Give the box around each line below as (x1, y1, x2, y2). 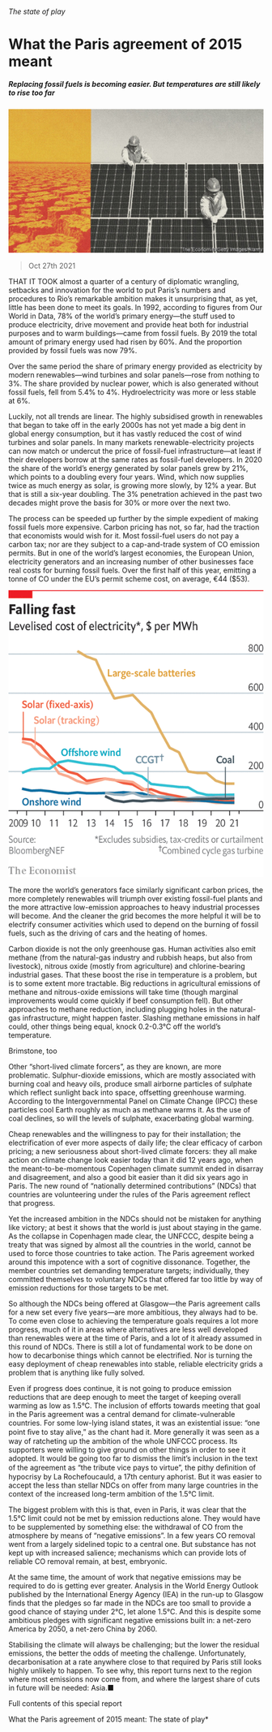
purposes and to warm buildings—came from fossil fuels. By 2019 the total (8, 329, 257, 339)
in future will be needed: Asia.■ (8, 1682, 115, 1692)
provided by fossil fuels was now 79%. (8, 346, 138, 356)
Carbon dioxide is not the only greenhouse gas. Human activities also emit (8, 944, 257, 953)
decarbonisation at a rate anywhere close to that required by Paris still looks (8, 1656, 262, 1666)
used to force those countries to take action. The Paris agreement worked (8, 1248, 255, 1258)
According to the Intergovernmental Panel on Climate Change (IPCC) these (8, 1096, 258, 1106)
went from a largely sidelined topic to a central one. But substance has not (8, 1539, 257, 1548)
